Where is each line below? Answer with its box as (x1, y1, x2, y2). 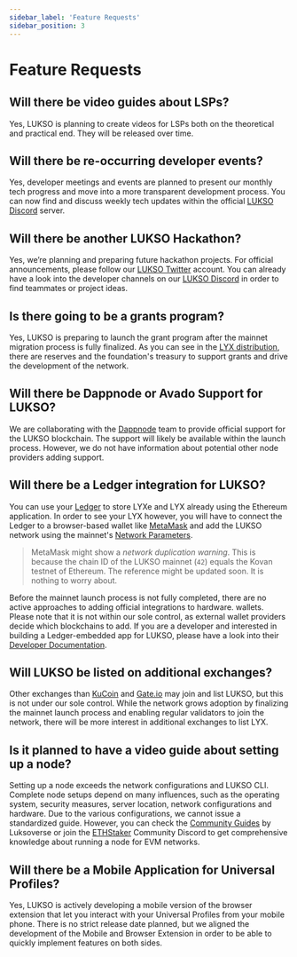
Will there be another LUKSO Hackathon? (9, 231, 242, 246)
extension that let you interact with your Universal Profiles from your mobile (9, 909, 285, 920)
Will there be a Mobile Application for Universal (9, 862, 276, 877)
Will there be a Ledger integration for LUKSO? (9, 478, 266, 493)
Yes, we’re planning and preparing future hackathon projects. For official (9, 255, 274, 265)
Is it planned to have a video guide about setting (9, 742, 279, 757)
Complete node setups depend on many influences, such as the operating (9, 789, 280, 800)
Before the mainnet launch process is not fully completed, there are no (9, 592, 267, 603)
